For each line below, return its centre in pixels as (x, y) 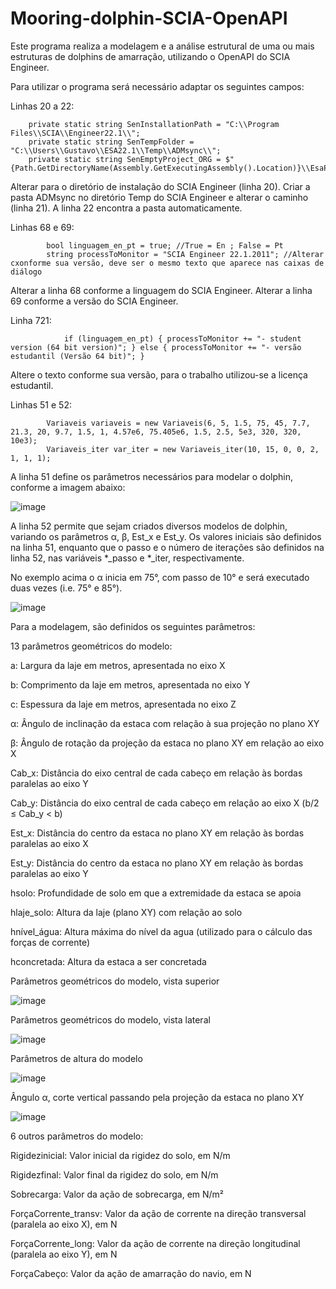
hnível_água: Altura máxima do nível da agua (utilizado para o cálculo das (161, 931)
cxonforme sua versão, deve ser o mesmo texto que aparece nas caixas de (167, 263)
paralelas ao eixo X (49, 843)
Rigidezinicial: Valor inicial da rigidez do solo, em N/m (120, 1155)
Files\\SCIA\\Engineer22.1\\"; (75, 133)
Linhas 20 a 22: (42, 106)
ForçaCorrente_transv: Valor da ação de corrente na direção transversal (158, 1213)
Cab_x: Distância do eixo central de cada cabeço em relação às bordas (156, 773)
